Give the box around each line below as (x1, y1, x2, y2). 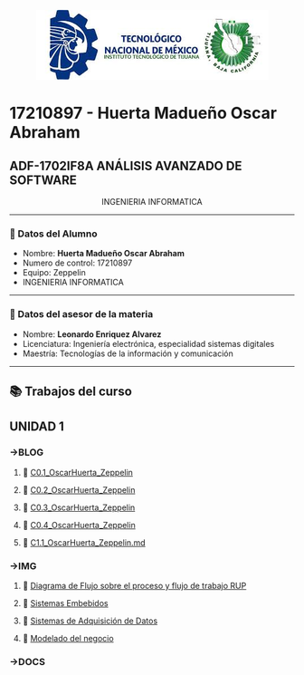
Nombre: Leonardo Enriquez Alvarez (22, 328, 162, 340)
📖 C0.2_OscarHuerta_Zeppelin (22, 484, 136, 495)
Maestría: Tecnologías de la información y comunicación (22, 348, 233, 359)
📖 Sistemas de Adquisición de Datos (22, 615, 158, 626)
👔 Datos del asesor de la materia (9, 308, 154, 321)
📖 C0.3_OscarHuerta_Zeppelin (22, 502, 136, 513)
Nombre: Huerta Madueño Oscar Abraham (22, 248, 185, 259)
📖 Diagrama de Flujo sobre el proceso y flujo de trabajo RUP (22, 580, 247, 591)
